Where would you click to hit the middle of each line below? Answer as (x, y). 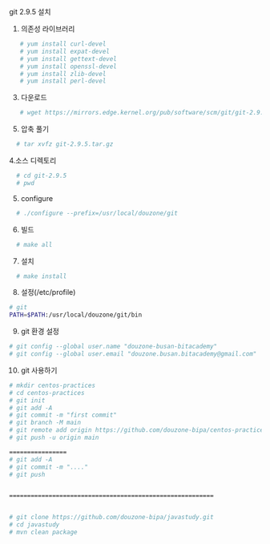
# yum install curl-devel (63, 44)
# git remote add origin (50, 430)
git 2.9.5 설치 (30, 12)
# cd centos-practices (47, 393)
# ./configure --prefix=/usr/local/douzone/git (97, 213)
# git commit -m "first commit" (63, 415)
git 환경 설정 (40, 332)
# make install (42, 276)
